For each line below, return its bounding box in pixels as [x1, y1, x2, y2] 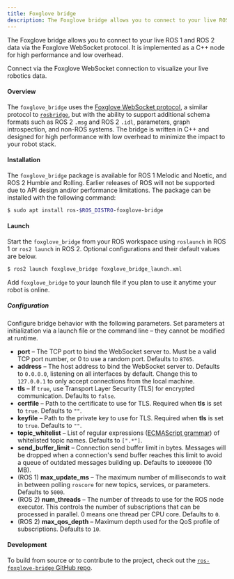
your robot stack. [7, 140, 57, 148]
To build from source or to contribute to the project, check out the [7, 556, 196, 564]
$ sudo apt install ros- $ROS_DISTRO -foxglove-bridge [7, 207, 164, 214]
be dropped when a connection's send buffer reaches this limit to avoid [17, 450, 223, 459]
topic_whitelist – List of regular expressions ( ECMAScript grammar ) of [17, 429, 220, 437]
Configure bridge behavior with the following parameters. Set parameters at [7, 319, 225, 327]
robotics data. [7, 71, 47, 80]
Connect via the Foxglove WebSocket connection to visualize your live [7, 64, 209, 72]
